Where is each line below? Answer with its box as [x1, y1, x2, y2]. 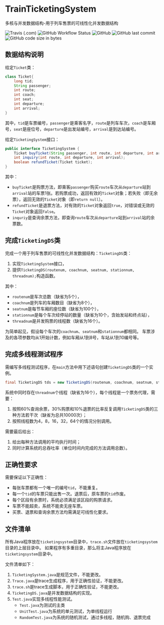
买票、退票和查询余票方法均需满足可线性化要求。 [12, 509, 111, 515]
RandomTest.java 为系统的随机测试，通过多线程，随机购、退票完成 [19, 614, 151, 621]
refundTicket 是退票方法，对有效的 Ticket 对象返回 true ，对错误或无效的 [12, 203, 155, 208]
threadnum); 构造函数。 [12, 272, 58, 279]
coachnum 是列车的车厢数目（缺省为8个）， [12, 299, 95, 306]
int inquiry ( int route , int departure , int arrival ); [14, 155, 125, 160]
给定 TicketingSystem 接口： [5, 136, 60, 142]
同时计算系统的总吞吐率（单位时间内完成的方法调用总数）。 [12, 445, 130, 451]
